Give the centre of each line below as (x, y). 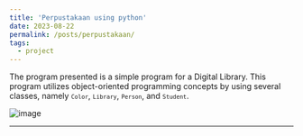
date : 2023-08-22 (42, 26)
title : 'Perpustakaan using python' (78, 18)
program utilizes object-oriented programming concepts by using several (145, 86)
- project (36, 51)
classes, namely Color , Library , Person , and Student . (99, 96)
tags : (19, 43)
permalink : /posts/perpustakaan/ (72, 34)
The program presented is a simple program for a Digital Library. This (138, 77)
